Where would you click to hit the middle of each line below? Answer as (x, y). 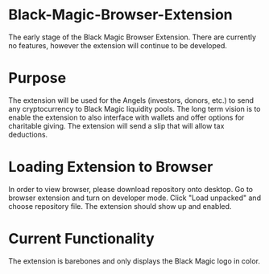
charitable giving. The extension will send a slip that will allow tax (116, 125)
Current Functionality (81, 239)
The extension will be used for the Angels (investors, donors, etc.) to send (131, 100)
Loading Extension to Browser (111, 167)
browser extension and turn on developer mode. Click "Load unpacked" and (135, 198)
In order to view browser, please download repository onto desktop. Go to (131, 189)
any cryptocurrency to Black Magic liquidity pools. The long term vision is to (134, 108)
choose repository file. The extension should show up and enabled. (120, 206)
